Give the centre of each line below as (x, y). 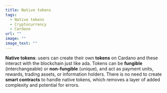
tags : (11, 15)
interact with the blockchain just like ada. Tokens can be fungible (74, 63)
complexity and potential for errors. (42, 85)
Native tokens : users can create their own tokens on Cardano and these (82, 58)
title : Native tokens (28, 10)
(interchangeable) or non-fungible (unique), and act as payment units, (79, 68)
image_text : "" (21, 43)
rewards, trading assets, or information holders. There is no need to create (83, 74)
